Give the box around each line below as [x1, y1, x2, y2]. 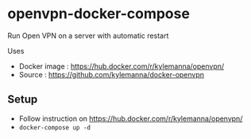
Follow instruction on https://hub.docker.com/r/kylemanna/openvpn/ [18, 114, 243, 123]
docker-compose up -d [18, 123, 91, 131]
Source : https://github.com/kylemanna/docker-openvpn [18, 69, 204, 79]
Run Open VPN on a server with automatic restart [7, 31, 169, 40]
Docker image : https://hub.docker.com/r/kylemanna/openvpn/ [18, 61, 225, 71]
